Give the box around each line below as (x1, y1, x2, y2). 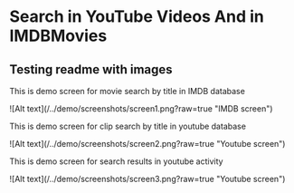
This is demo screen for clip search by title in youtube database (9, 121, 247, 131)
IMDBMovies (9, 25, 108, 46)
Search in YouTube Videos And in (9, 6, 264, 27)
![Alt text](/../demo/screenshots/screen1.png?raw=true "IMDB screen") (9, 103, 273, 114)
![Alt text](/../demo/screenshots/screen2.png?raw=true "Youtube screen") (9, 139, 286, 149)
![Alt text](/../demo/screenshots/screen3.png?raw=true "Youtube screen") (9, 174, 286, 184)
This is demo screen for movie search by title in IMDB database (9, 86, 246, 96)
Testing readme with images (9, 62, 174, 77)
